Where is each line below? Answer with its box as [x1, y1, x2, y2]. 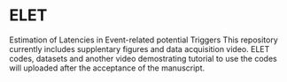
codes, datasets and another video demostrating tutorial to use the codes [9, 53, 277, 63]
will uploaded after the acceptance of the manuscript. [9, 63, 206, 73]
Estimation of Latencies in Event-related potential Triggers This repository [9, 34, 279, 45]
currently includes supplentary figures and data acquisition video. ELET [9, 43, 270, 54]
